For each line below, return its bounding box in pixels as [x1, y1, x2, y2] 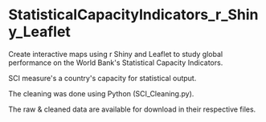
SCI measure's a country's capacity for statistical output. [8, 73, 197, 83]
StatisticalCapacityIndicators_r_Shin [8, 6, 259, 24]
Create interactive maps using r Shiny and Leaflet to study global [8, 49, 223, 59]
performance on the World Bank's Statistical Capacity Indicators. [8, 58, 223, 67]
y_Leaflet [8, 22, 71, 41]
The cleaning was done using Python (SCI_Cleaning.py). [8, 88, 194, 98]
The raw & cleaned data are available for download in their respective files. [8, 104, 256, 114]
